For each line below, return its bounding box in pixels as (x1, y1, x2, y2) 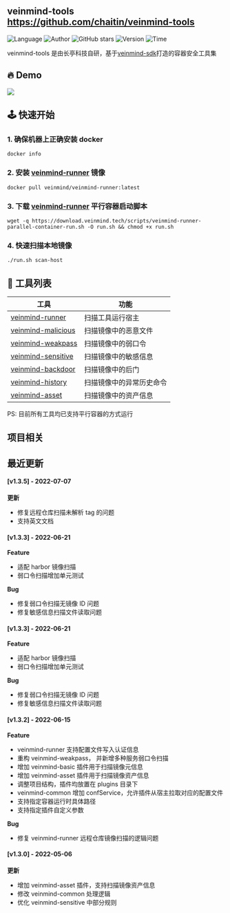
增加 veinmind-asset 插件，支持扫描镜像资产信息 (17, 881, 156, 889)
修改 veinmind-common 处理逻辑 (17, 890, 111, 898)
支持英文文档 (17, 517, 54, 525)
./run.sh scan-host (7, 257, 63, 264)
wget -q (7, 217, 30, 224)
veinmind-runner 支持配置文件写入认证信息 (17, 745, 139, 753)
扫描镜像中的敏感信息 (83, 352, 154, 361)
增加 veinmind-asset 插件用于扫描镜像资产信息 (17, 771, 149, 780)
